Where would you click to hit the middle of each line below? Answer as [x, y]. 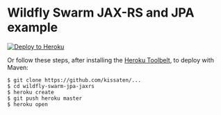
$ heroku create [31, 92]
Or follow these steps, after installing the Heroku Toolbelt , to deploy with [110, 60]
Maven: [18, 67]
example [33, 27]
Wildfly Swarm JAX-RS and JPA [101, 13]
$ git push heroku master [44, 98]
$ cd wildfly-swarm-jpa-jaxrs [51, 86]
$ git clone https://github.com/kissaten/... [74, 80]
